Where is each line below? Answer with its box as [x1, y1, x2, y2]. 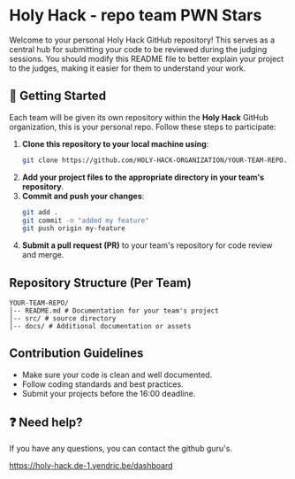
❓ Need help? [9, 415, 83, 430]
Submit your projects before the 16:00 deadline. [21, 388, 196, 398]
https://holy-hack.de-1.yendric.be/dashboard [9, 460, 174, 470]
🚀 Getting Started [9, 89, 107, 104]
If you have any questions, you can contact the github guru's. [9, 443, 232, 453]
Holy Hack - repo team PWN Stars [9, 5, 262, 26]
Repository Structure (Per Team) [9, 275, 192, 290]
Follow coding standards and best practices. [21, 378, 184, 390]
